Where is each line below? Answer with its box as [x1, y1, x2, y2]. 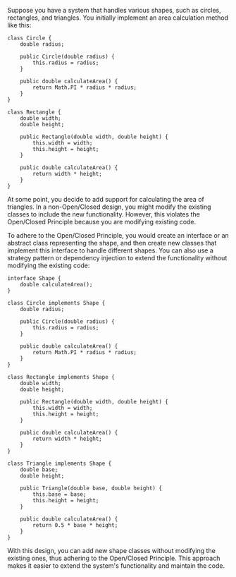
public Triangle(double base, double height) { [20, 485, 162, 492]
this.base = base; [32, 491, 87, 498]
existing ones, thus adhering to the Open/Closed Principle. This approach [7, 554, 221, 562]
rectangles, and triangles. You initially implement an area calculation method [7, 13, 229, 22]
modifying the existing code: [7, 261, 90, 269]
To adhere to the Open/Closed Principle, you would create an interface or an [7, 231, 229, 239]
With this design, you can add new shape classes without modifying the [7, 547, 216, 554]
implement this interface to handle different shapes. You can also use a [7, 246, 213, 255]
